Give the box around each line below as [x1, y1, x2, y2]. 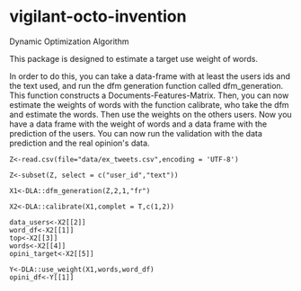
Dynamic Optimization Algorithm [9, 36, 129, 47]
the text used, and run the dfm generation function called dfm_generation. [9, 80, 284, 91]
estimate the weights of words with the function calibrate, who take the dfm [9, 99, 289, 110]
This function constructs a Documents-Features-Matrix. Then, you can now [9, 90, 289, 101]
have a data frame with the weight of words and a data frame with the [9, 119, 268, 129]
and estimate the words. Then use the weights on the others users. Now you [9, 109, 292, 119]
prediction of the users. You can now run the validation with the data [9, 128, 263, 138]
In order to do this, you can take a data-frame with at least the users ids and [9, 70, 290, 82]
